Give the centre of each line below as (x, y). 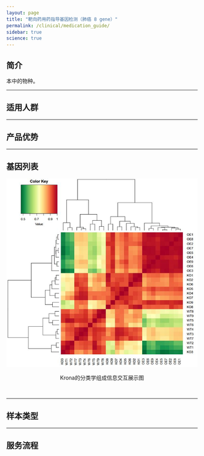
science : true (24, 39)
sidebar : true (24, 32)
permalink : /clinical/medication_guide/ (58, 25)
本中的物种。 (22, 81)
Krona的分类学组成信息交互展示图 (102, 377)
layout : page (23, 13)
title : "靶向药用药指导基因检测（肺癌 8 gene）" (62, 19)
